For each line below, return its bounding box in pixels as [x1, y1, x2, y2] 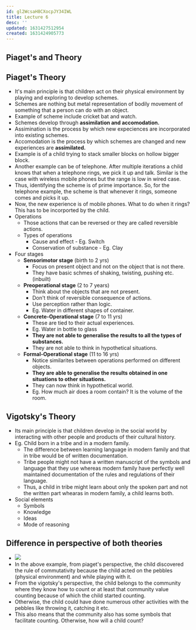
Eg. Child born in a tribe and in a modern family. [14, 440, 130, 447]
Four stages [14, 251, 44, 258]
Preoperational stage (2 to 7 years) [23, 282, 110, 289]
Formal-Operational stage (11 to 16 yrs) [23, 351, 119, 358]
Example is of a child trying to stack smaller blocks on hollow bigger [14, 151, 180, 158]
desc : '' [6, 19, 28, 25]
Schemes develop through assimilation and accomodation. [14, 119, 160, 127]
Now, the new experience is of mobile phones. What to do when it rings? [14, 201, 190, 208]
